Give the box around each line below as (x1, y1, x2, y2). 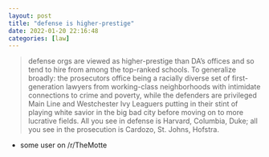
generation (27, 82, 64, 92)
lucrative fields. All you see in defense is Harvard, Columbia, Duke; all (27, 116, 259, 126)
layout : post (8, 11, 52, 20)
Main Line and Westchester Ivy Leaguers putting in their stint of (27, 99, 238, 109)
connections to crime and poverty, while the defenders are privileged (27, 90, 257, 101)
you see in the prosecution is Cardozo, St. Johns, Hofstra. (27, 125, 219, 134)
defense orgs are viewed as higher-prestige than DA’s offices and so (27, 56, 255, 66)
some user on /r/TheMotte (19, 140, 108, 150)
